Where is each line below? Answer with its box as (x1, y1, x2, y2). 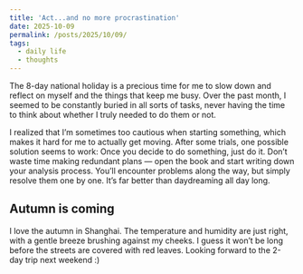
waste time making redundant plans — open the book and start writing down (9, 156, 295, 166)
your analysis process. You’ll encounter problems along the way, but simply (9, 165, 291, 176)
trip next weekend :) (25, 254, 100, 265)
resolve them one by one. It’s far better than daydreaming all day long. (9, 175, 270, 186)
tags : (9, 38, 30, 48)
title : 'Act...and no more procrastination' (9, 13, 180, 23)
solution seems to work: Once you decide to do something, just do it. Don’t (9, 146, 288, 157)
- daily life (17, 47, 67, 56)
